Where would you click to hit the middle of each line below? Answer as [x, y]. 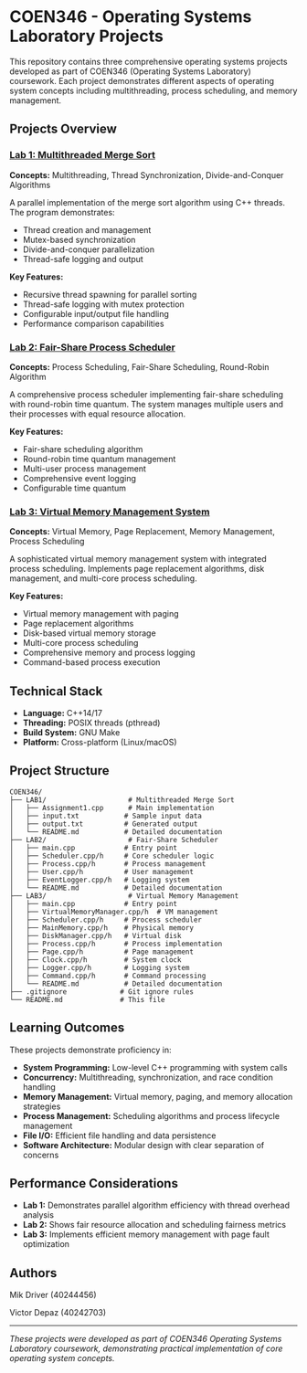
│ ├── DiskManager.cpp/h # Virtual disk [95, 935]
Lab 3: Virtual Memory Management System [110, 512]
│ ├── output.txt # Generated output [104, 824]
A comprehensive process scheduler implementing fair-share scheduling [147, 394]
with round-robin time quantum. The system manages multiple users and [147, 404]
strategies [42, 1106]
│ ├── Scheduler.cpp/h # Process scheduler [106, 920]
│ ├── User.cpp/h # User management [102, 871]
